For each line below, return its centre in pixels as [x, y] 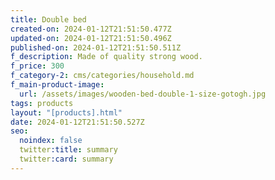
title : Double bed [48, 19]
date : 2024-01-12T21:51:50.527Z [77, 122]
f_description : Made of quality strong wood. [106, 57]
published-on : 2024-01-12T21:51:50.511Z [96, 47]
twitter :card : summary [66, 159]
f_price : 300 [37, 66]
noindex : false [51, 141]
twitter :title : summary [68, 150]
